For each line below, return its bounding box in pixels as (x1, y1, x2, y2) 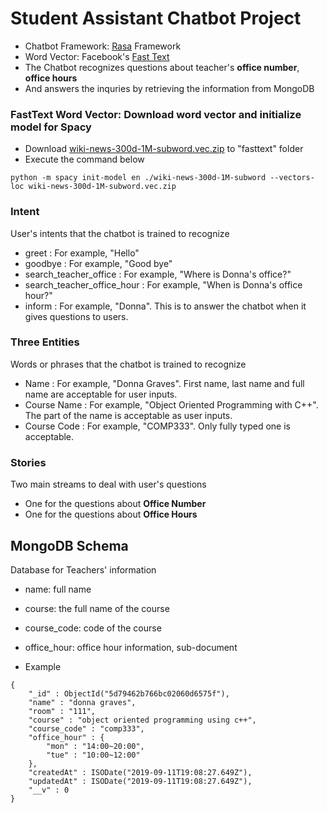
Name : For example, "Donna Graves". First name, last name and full (24, 377, 305, 389)
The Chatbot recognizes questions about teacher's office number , (24, 61, 300, 73)
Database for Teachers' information (10, 563, 157, 576)
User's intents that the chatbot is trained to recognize (10, 227, 230, 239)
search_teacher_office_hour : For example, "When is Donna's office (24, 278, 303, 291)
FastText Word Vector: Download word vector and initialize (10, 107, 302, 121)
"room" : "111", (28, 706, 97, 716)
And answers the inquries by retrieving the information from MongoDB (24, 82, 315, 94)
